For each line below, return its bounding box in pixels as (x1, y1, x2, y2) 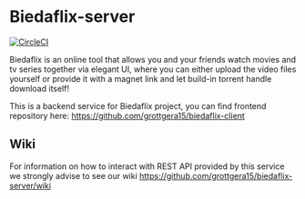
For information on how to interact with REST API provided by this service (9, 161, 285, 172)
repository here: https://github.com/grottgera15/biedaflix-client (9, 110, 246, 121)
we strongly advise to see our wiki (9, 170, 138, 181)
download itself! (9, 83, 70, 94)
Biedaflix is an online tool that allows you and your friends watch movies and (9, 54, 297, 65)
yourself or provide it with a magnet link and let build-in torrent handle (9, 73, 272, 84)
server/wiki (9, 180, 52, 191)
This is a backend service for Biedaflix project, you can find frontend (9, 100, 267, 111)
